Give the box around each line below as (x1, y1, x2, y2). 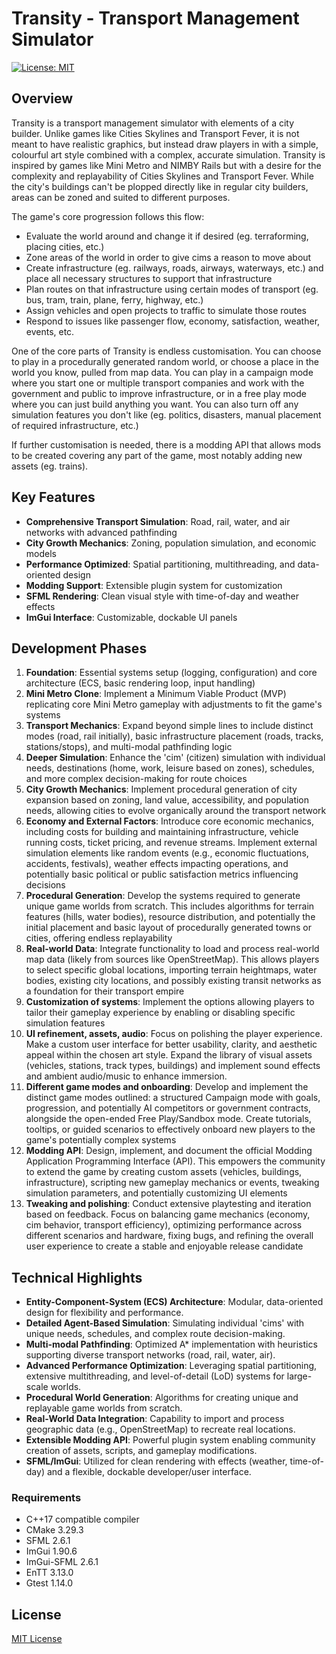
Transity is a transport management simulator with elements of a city (11, 117, 295, 129)
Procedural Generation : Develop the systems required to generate (25, 890, 301, 902)
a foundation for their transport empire (25, 985, 185, 997)
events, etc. (25, 325, 75, 337)
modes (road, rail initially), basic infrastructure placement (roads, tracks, (25, 730, 324, 742)
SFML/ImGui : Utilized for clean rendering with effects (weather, (25, 1455, 288, 1467)
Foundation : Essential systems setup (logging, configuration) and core (25, 667, 318, 679)
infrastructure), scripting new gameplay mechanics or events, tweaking (25, 1177, 320, 1189)
